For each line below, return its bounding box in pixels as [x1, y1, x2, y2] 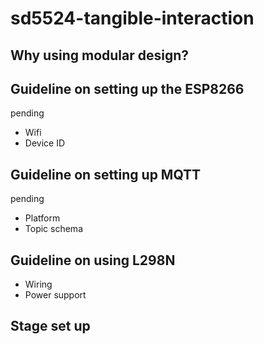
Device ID [24, 137, 66, 149]
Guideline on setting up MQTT [10, 166, 202, 183]
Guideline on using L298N [10, 252, 176, 269]
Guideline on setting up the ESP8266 [10, 80, 245, 97]
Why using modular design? [10, 47, 190, 64]
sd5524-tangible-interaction [10, 7, 255, 30]
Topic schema [24, 223, 83, 235]
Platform [24, 212, 61, 224]
